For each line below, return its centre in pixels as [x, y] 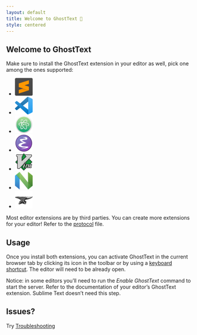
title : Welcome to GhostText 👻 [44, 19]
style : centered [26, 25]
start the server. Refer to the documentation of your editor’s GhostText [91, 287]
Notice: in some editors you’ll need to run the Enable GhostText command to [98, 281]
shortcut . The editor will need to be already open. [66, 269]
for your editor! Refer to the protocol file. [55, 224]
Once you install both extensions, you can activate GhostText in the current [97, 257]
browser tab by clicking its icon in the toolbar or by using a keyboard [89, 263]
